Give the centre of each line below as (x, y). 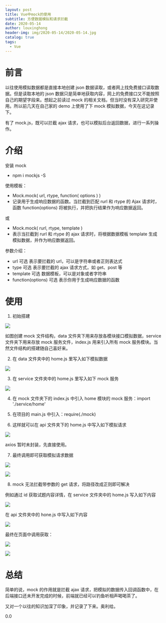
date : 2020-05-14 (23, 24)
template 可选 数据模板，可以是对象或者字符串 (59, 274)
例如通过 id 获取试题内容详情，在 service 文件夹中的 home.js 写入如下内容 (81, 495)
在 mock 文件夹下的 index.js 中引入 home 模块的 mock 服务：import (81, 398)
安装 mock (16, 165)
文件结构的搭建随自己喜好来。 (40, 348)
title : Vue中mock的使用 (28, 14)
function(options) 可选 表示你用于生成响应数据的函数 (66, 280)
